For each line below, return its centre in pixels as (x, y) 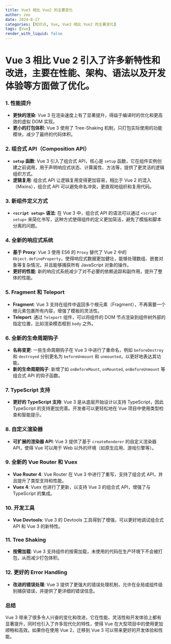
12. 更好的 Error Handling (36, 573)
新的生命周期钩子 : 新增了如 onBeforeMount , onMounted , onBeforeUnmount (86, 369)
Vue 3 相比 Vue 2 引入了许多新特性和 (83, 60)
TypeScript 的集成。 (34, 493)
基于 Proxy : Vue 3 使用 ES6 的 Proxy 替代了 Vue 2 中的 (70, 252)
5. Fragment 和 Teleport (35, 292)
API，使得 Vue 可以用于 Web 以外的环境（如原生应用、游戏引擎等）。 (84, 448)
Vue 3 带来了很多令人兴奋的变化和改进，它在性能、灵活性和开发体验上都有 (83, 617)
